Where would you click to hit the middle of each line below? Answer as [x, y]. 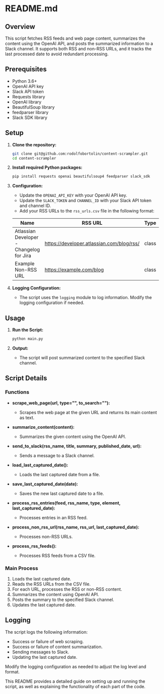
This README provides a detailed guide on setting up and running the [75, 681]
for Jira [23, 256]
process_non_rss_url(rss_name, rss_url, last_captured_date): [76, 527]
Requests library [29, 96]
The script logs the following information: [46, 632]
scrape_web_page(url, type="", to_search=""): [61, 403]
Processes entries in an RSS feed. [53, 517]
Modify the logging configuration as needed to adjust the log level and [76, 667]
